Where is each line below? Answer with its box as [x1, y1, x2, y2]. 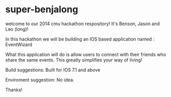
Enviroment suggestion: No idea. [5, 76, 74, 83]
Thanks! [5, 86, 23, 93]
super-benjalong [5, 4, 79, 15]
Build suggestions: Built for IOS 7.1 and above [5, 67, 101, 73]
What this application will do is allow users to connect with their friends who [5, 51, 166, 57]
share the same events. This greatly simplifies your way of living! [5, 56, 142, 63]
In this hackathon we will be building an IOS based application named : [5, 36, 155, 42]
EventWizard [5, 41, 32, 47]
